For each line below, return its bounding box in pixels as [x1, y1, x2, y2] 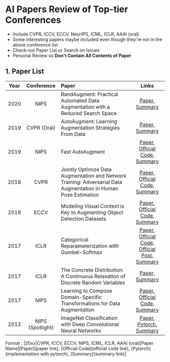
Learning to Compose [60, 287, 112, 294]
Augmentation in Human [60, 185, 119, 192]
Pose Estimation [60, 191, 99, 198]
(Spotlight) [28, 324, 54, 331]
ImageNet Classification [60, 314, 118, 322]
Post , [141, 252, 153, 259]
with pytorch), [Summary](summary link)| [40, 350, 126, 357]
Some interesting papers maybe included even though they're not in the [12, 36, 163, 42]
